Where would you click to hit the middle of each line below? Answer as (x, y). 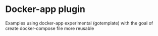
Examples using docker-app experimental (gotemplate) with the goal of (79, 23)
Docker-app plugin (45, 9)
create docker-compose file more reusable (50, 28)
